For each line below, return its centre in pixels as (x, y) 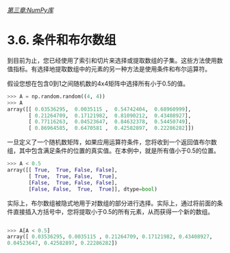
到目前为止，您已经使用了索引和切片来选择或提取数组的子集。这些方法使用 (112, 60)
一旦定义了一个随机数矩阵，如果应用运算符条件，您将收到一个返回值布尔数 (112, 142)
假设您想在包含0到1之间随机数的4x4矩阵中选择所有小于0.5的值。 (98, 83)
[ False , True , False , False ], (73, 183)
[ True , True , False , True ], (73, 176)
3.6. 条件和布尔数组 (62, 40)
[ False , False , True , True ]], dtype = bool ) (93, 189)
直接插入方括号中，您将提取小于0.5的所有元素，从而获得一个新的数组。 (113, 211)
